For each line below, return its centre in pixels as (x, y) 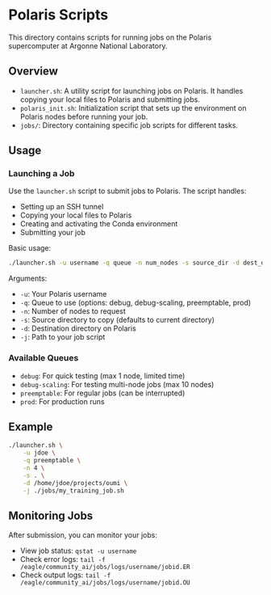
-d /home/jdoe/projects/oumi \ (75, 483)
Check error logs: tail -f (63, 559)
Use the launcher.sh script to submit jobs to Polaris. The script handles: (127, 191)
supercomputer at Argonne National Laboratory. (88, 45)
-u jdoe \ (40, 453)
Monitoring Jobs (51, 515)
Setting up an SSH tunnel (62, 207)
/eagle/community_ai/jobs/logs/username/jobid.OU (105, 583)
